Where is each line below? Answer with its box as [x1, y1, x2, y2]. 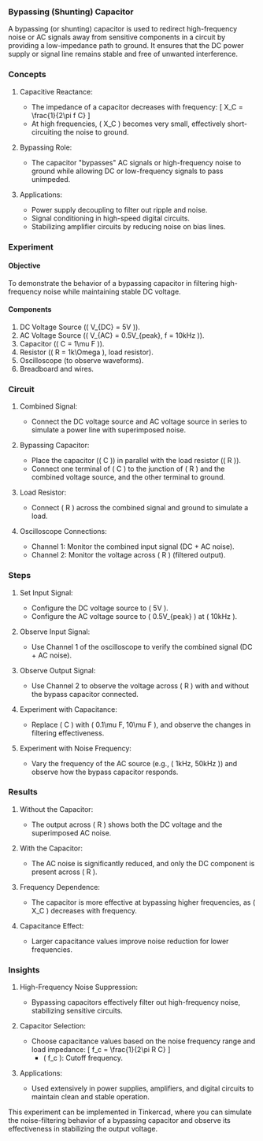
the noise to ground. [63, 127, 129, 136]
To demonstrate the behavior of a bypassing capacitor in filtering [8, 278, 219, 287]
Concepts [8, 69, 47, 80]
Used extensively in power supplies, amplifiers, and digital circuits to [31, 1084, 254, 1093]
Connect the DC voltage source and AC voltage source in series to [31, 417, 247, 427]
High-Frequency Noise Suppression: [19, 983, 139, 992]
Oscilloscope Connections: [19, 527, 108, 536]
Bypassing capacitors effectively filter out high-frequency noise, [31, 998, 241, 1007]
